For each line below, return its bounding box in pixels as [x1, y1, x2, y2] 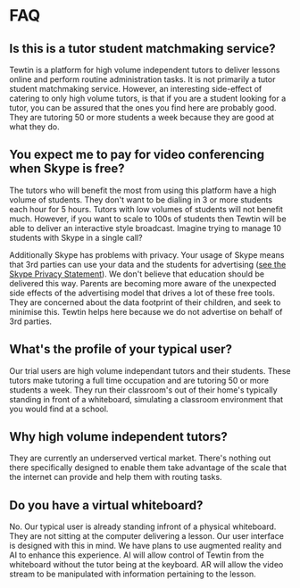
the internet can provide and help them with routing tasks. [9, 472, 222, 483]
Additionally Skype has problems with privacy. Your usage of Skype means [9, 249, 285, 260]
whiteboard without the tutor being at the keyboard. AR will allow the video [9, 559, 284, 570]
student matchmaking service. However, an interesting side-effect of [9, 84, 262, 94]
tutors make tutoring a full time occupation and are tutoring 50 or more [9, 375, 270, 385]
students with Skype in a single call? [9, 232, 143, 243]
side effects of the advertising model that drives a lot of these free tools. [9, 287, 275, 298]
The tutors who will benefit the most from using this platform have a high [9, 185, 277, 195]
